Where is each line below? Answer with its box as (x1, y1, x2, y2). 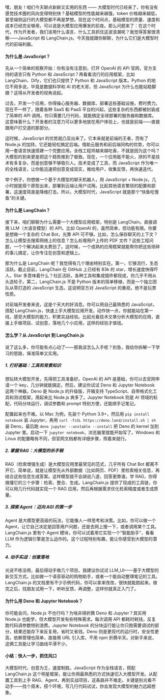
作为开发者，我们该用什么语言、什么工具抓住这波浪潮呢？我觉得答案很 (13, 29, 156, 34)
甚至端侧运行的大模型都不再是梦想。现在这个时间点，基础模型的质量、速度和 (5, 17, 160, 22)
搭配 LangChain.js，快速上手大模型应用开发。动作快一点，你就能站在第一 (5, 308, 153, 314)
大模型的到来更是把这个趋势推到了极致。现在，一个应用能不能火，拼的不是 (5, 154, 156, 160)
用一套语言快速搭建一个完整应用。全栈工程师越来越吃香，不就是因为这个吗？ (5, 148, 160, 154)
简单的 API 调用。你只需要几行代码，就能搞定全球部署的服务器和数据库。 (9, 113, 157, 119)
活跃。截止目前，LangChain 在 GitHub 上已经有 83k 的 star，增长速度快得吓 (5, 266, 159, 272)
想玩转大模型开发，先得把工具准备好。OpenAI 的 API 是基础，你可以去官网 (5, 376, 156, 382)
